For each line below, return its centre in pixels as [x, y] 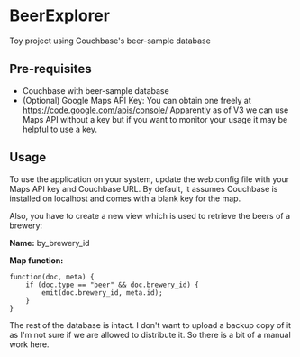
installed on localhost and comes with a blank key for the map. [125, 198]
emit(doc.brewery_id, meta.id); [103, 293]
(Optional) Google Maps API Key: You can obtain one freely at [137, 100]
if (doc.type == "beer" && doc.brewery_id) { [113, 285]
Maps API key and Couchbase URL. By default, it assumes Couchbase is [144, 188]
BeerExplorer [60, 16]
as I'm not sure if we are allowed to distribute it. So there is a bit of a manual [150, 334]
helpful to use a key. [59, 129]
